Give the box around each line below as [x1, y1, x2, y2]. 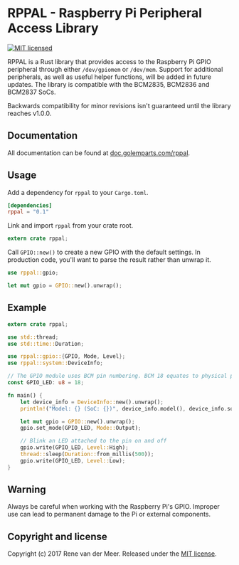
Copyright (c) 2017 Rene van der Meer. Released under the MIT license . [7, 549, 217, 558]
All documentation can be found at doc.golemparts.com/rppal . [7, 148, 191, 157]
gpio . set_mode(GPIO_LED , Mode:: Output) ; [20, 425, 142, 432]
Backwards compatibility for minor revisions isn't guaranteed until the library [7, 101, 231, 110]
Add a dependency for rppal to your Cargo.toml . [7, 188, 149, 196]
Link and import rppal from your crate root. [7, 221, 134, 230]
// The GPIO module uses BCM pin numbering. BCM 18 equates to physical [7, 372, 228, 380]
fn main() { [7, 391, 43, 399]
